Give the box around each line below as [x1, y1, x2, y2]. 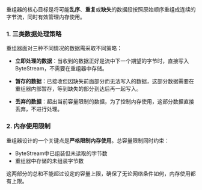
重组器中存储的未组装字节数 [14, 157, 84, 164]
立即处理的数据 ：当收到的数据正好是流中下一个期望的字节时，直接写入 [14, 57, 189, 65]
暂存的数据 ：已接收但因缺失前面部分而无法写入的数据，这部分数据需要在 [14, 78, 194, 85]
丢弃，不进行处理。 [14, 105, 63, 113]
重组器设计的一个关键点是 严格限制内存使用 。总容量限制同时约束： [6, 136, 170, 144]
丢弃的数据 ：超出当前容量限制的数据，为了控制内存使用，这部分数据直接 [14, 98, 194, 105]
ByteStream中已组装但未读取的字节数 [14, 150, 108, 157]
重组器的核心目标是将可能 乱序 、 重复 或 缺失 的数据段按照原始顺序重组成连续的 [6, 6, 196, 13]
